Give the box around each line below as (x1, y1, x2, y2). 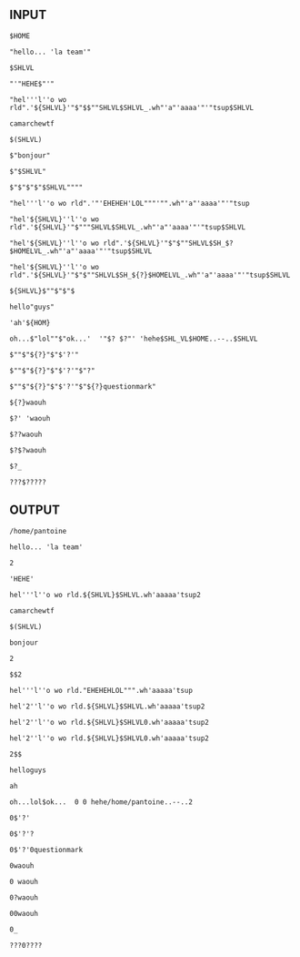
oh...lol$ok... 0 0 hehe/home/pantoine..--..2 (9, 797, 194, 807)
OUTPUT (9, 503, 61, 518)
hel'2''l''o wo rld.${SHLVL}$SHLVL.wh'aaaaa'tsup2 (9, 701, 205, 711)
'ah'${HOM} (9, 318, 51, 327)
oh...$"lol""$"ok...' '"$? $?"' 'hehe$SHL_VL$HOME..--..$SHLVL (9, 334, 258, 343)
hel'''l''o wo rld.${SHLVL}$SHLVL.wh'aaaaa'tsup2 (9, 590, 202, 599)
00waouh (9, 909, 39, 918)
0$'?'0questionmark (9, 845, 84, 854)
